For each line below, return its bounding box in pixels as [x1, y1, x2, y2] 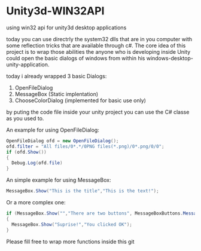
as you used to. [6, 115, 44, 122]
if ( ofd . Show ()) [6, 149, 47, 155]
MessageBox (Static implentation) [14, 90, 99, 97]
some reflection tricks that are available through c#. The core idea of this [6, 42, 186, 49]
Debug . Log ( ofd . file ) [11, 160, 63, 166]
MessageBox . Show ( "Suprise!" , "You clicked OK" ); [11, 221, 133, 228]
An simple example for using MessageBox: [6, 176, 111, 183]
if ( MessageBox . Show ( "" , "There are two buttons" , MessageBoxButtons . [6, 210, 184, 216]
